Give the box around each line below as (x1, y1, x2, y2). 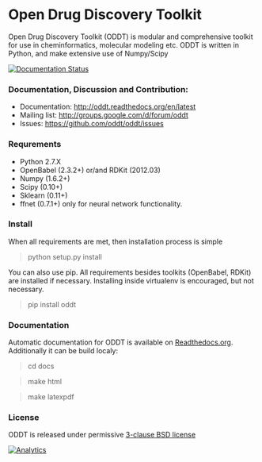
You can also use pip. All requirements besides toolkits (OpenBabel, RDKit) (8, 268, 252, 277)
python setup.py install (27, 252, 103, 261)
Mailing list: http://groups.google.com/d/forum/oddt (19, 110, 188, 120)
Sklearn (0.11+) (19, 191, 68, 200)
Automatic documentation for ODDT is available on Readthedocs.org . (8, 337, 234, 347)
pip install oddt (27, 299, 77, 309)
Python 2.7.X (19, 156, 62, 166)
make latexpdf (27, 392, 74, 402)
